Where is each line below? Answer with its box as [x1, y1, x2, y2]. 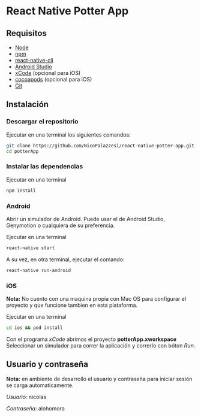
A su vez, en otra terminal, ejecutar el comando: [6, 256, 125, 263]
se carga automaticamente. [6, 382, 74, 389]
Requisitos [6, 28, 47, 38]
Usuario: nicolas [6, 393, 47, 400]
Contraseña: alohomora [6, 404, 65, 412]
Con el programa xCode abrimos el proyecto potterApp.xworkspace [6, 336, 177, 343]
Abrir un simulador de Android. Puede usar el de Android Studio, [6, 215, 166, 222]
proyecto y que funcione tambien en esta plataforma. [6, 301, 138, 309]
